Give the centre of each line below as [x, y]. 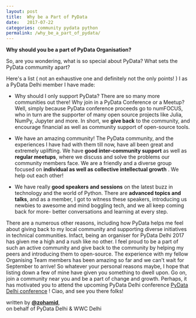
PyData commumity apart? [38, 67]
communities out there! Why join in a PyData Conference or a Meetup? [99, 102]
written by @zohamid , [33, 303]
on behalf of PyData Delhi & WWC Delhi [54, 309]
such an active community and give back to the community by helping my [95, 248]
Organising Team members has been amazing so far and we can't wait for [95, 260]
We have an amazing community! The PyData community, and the [94, 138]
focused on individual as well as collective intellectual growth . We [97, 169]
